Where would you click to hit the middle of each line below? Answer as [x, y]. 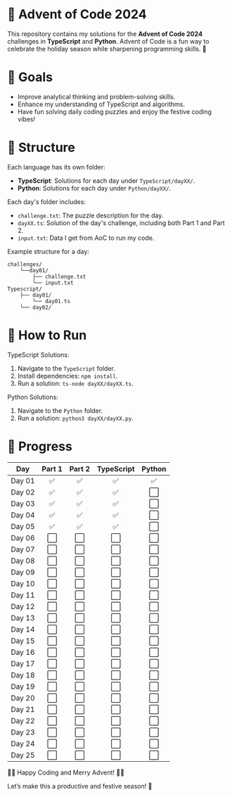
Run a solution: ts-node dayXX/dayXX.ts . [75, 383]
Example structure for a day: [49, 251]
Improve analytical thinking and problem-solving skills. [96, 96]
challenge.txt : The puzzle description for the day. [90, 215]
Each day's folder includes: [47, 202]
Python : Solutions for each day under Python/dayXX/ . [94, 188]
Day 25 [23, 755]
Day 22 [23, 720]
